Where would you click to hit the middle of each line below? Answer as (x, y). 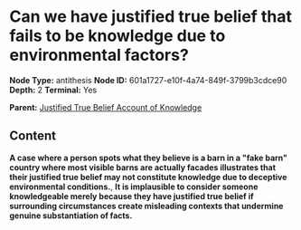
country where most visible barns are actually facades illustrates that (143, 167)
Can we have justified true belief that (150, 17)
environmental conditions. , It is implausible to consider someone (134, 187)
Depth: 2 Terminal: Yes (53, 90)
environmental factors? (99, 55)
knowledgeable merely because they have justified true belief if (132, 196)
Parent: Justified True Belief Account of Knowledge (106, 107)
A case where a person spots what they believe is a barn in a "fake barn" (148, 158)
